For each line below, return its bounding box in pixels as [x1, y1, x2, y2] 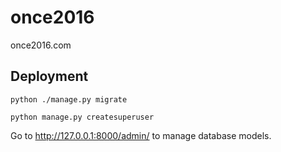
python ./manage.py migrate [10, 94, 128, 105]
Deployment [10, 68, 89, 85]
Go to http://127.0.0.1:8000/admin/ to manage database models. [10, 129, 272, 141]
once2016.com [10, 39, 72, 51]
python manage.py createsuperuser [10, 112, 155, 122]
